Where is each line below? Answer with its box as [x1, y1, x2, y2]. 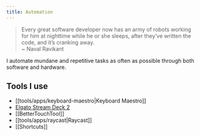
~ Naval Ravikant [21, 45, 64, 52]
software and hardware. [6, 63, 66, 71]
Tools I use [6, 81, 48, 91]
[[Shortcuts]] [15, 123, 48, 131]
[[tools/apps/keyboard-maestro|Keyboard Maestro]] [15, 97, 146, 104]
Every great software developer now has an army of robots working [21, 26, 191, 33]
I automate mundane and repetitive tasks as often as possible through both [6, 57, 195, 64]
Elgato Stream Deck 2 [15, 104, 70, 111]
